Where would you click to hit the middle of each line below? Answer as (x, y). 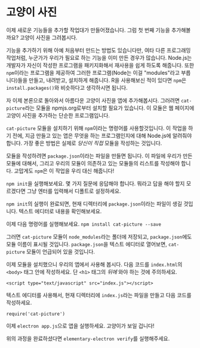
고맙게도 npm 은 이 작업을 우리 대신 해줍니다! (64, 171)
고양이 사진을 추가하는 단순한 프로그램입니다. (58, 115)
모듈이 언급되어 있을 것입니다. (61, 252)
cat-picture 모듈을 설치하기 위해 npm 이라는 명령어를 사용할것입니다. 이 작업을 (96, 128)
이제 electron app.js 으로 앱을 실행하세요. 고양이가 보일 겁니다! (80, 326)
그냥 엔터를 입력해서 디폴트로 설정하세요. (74, 191)
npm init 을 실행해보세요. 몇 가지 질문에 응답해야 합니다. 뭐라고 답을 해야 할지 (96, 183)
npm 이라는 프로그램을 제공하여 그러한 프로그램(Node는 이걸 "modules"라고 (93, 72)
